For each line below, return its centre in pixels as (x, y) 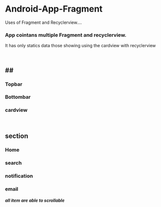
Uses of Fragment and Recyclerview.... (44, 22)
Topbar (14, 84)
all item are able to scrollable (35, 201)
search (13, 163)
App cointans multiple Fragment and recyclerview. (66, 35)
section (16, 136)
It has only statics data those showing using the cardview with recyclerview (80, 46)
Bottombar (18, 97)
